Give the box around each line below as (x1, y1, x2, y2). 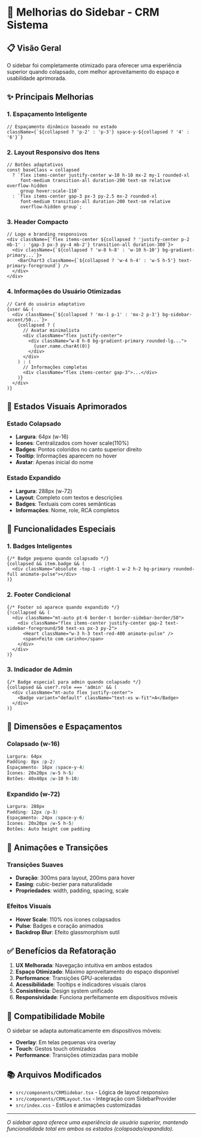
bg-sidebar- (162, 311, 192, 317)
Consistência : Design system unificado (15, 987, 113, 994)
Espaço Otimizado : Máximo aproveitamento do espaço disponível (15, 968, 179, 976)
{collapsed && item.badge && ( (7, 561, 85, 567)
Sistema (7, 18, 49, 32)
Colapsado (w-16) (7, 739, 60, 748)
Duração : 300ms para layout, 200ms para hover (15, 874, 135, 881)
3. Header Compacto (7, 218, 68, 226)
